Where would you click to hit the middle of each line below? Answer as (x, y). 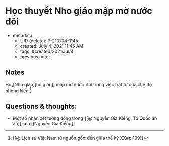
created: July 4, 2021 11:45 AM (52, 46)
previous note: (35, 56)
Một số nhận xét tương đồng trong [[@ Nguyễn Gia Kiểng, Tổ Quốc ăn (85, 118)
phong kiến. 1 (18, 90)
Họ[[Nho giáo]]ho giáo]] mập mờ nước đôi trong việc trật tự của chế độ (79, 84)
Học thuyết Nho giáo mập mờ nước (79, 11)
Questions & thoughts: (41, 106)
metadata (22, 35)
